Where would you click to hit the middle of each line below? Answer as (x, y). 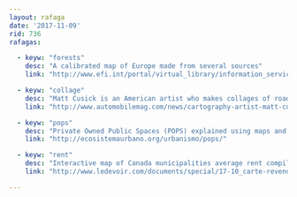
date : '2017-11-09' (45, 26)
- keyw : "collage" (51, 90)
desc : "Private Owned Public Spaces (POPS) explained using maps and (156, 131)
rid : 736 (25, 34)
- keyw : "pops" (45, 123)
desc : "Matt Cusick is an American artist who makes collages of (148, 98)
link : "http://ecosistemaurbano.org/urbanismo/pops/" (126, 139)
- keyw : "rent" (45, 155)
